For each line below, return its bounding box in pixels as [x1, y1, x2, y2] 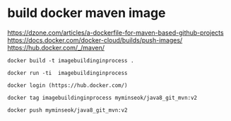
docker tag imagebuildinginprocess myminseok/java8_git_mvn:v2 [7, 94, 198, 101]
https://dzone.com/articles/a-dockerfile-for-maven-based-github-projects [7, 28, 224, 37]
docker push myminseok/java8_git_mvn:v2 [7, 106, 129, 114]
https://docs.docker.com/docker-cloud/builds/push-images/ [7, 35, 183, 44]
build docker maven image [7, 5, 166, 21]
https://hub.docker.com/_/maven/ [7, 43, 105, 52]
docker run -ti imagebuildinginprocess [7, 69, 129, 76]
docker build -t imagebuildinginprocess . [7, 57, 134, 64]
